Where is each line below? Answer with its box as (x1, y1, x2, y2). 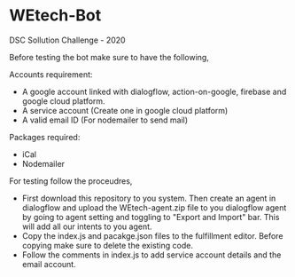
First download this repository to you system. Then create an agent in (21, 193, 276, 203)
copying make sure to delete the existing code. (21, 240, 193, 250)
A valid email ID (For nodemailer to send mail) (21, 115, 189, 125)
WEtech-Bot (9, 5, 102, 26)
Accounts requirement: (9, 68, 93, 80)
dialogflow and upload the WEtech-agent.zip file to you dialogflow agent (21, 202, 287, 213)
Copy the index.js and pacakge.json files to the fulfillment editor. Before (21, 230, 283, 241)
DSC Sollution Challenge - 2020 (9, 35, 126, 45)
